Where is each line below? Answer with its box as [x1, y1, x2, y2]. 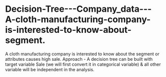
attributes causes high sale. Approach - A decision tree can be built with [5, 56, 153, 62]
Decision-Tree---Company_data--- [5, 3, 152, 15]
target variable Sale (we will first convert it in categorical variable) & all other [5, 61, 161, 67]
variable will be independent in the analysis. [5, 66, 95, 72]
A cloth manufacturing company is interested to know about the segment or [5, 51, 160, 57]
